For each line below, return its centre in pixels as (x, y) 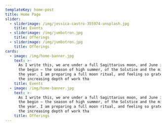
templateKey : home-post (30, 10)
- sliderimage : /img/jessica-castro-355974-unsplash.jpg (69, 24)
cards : (12, 51)
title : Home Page (23, 14)
